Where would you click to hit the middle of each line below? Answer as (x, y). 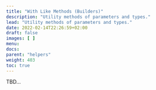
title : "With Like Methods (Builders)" (55, 11)
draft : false (22, 33)
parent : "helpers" (28, 55)
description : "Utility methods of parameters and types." (78, 17)
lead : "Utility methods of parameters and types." (69, 22)
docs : (13, 49)
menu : (13, 44)
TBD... (13, 82)
